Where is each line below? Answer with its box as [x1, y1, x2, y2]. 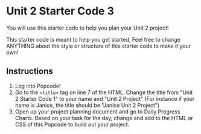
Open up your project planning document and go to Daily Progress [14, 107, 180, 115]
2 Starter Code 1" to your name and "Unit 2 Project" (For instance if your [14, 95, 195, 102]
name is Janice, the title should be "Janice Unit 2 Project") [14, 101, 160, 109]
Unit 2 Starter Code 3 [6, 4, 115, 18]
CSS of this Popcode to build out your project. [14, 121, 130, 128]
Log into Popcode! [14, 82, 62, 89]
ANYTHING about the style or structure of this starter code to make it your [6, 42, 191, 49]
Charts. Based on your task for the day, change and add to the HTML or [14, 114, 193, 121]
